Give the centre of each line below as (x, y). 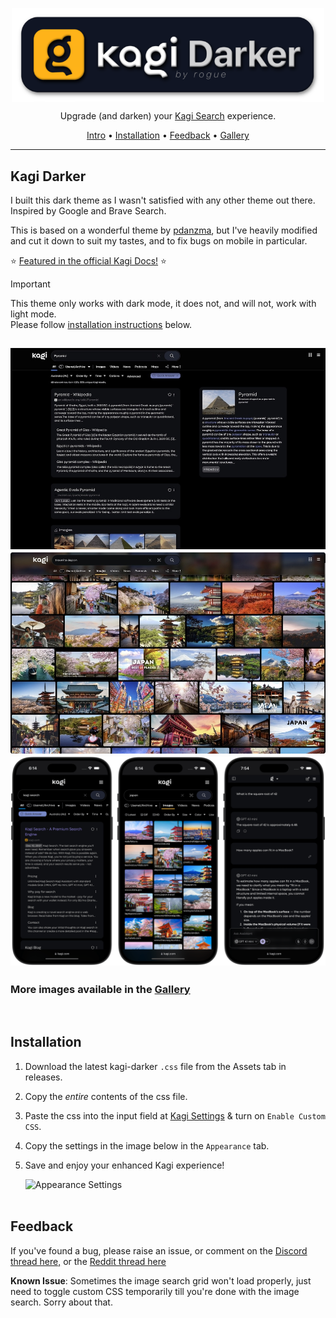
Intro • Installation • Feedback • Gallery (168, 135)
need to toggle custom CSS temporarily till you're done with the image (155, 1291)
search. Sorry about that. (61, 1302)
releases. (43, 1077)
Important (30, 284)
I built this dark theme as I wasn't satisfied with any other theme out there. (163, 200)
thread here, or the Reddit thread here (88, 1261)
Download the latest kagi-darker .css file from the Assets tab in (155, 1066)
